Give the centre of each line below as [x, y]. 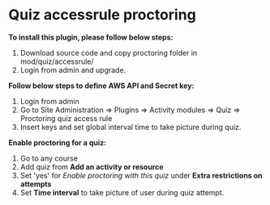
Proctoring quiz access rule [66, 118]
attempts [36, 184]
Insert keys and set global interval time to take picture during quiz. [131, 127]
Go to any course [49, 158]
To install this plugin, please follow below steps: [91, 37]
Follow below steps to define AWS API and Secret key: [101, 86]
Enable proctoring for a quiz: [58, 142]
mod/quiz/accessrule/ [57, 61]
